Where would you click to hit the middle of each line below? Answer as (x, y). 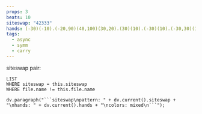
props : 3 (17, 12)
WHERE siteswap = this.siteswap (47, 84)
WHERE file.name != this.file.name (51, 89)
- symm (20, 46)
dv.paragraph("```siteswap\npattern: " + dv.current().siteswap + (91, 100)
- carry (21, 51)
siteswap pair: (23, 68)
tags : (13, 34)
